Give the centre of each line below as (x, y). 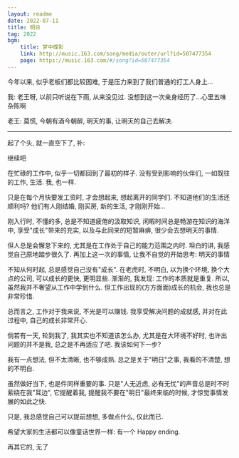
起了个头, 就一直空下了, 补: (46, 143)
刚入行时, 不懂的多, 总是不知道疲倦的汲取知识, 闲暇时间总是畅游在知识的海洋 (118, 221)
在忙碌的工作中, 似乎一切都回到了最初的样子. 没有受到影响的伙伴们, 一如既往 (118, 173)
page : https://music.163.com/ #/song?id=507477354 (95, 61)
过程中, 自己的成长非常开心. (48, 320)
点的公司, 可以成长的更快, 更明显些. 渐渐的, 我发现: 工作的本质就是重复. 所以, (118, 278)
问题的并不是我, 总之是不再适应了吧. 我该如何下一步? (84, 344)
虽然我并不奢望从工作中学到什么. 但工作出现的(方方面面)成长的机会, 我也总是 (119, 287)
